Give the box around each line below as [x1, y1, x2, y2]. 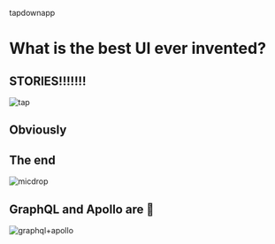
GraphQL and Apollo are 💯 [9, 202, 155, 217]
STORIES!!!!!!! [9, 73, 87, 88]
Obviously [9, 123, 67, 138]
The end [9, 152, 56, 167]
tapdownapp [9, 8, 56, 18]
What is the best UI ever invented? [9, 39, 267, 58]
